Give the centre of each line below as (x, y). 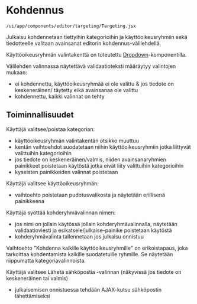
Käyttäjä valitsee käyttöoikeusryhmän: (52, 183)
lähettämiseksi (32, 296)
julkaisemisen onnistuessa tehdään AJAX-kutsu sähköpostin (88, 289)
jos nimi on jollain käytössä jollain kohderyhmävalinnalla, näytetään (96, 224)
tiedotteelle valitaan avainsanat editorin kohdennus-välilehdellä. (84, 43)
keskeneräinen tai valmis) (37, 278)
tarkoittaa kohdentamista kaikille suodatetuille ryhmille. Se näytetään (90, 254)
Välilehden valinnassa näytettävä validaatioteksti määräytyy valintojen (91, 66)
